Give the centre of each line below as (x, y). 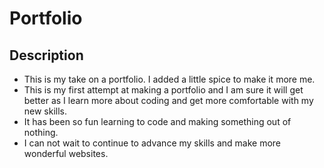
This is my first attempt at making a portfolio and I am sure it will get (163, 90)
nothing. (41, 132)
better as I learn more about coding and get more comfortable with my (168, 100)
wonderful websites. (66, 153)
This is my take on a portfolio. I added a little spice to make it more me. (169, 79)
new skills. (45, 111)
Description (46, 55)
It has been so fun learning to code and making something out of (157, 121)
